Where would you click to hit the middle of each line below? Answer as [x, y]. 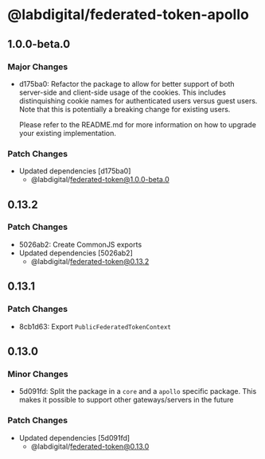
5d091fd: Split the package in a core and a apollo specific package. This [138, 391]
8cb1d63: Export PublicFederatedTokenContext [95, 326]
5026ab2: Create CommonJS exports [80, 244]
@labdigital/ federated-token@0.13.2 [90, 261]
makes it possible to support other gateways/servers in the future [126, 400]
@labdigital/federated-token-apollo [129, 15]
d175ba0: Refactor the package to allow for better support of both [127, 84]
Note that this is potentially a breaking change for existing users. [125, 109]
